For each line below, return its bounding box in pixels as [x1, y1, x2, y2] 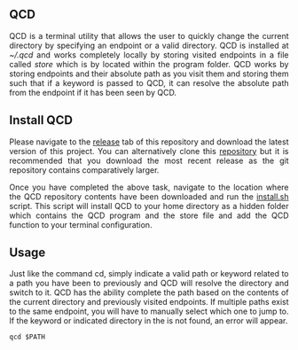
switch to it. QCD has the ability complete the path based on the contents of [9, 287, 289, 298]
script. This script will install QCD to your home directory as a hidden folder [9, 200, 289, 211]
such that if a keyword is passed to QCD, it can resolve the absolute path [9, 77, 289, 88]
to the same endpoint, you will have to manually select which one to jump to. [9, 306, 289, 317]
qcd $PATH [9, 332, 46, 342]
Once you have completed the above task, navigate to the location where [9, 182, 289, 192]
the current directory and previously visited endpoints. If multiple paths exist [9, 297, 289, 307]
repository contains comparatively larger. [9, 164, 160, 175]
